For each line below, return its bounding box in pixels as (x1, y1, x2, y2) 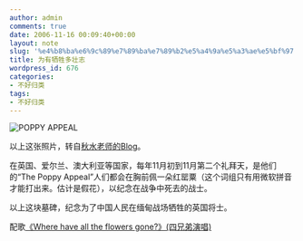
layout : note (9, 38, 59, 48)
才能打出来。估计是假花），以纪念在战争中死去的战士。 (9, 183, 212, 194)
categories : (9, 72, 54, 82)
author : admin (9, 13, 64, 23)
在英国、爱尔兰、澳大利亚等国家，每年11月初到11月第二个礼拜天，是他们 (9, 160, 277, 171)
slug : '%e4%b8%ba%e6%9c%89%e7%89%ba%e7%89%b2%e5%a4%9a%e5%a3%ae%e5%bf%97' (9, 47, 298, 56)
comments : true (9, 22, 67, 31)
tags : (9, 89, 30, 98)
